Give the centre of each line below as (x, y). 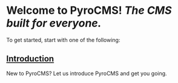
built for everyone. (54, 23)
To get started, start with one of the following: (63, 40)
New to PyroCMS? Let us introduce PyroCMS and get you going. (87, 73)
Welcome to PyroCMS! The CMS (89, 11)
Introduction (30, 59)
